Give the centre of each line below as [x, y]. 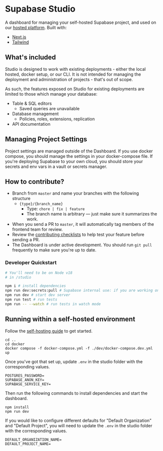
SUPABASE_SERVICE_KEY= [28, 384]
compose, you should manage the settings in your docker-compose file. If [79, 156]
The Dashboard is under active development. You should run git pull [82, 245]
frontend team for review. [37, 230]
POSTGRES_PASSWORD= [25, 376]
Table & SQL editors [32, 103]
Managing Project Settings [46, 139]
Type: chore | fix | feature [56, 209]
